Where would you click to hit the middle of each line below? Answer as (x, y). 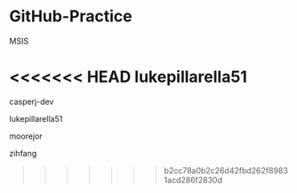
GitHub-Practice (71, 16)
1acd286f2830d (193, 180)
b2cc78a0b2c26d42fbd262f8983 (226, 170)
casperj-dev (32, 101)
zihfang (23, 153)
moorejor (26, 136)
